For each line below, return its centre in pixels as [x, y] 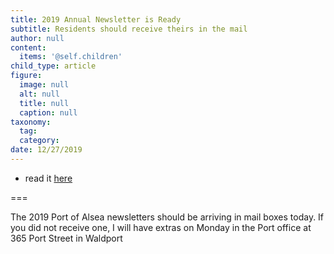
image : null [44, 85]
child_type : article [53, 66]
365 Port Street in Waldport [66, 238]
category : [39, 141]
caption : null [48, 112]
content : [28, 47]
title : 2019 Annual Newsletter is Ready [96, 19]
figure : [26, 76]
